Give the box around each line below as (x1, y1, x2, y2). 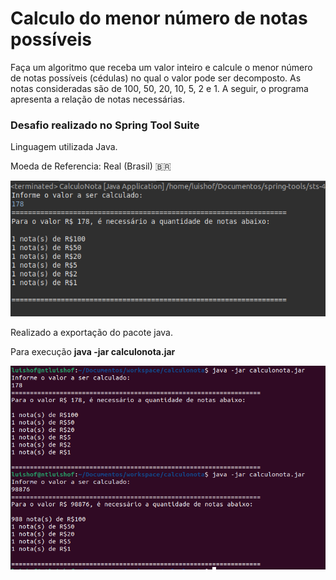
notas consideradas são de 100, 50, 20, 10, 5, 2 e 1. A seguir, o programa (10, 82, 309, 94)
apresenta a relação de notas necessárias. (10, 93, 185, 105)
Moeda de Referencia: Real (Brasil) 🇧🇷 (10, 160, 172, 172)
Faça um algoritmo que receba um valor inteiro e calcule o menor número (10, 61, 313, 73)
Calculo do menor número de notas (10, 7, 308, 30)
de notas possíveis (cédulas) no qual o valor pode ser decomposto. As (10, 72, 302, 84)
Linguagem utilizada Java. (10, 141, 118, 153)
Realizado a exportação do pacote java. (10, 326, 173, 338)
